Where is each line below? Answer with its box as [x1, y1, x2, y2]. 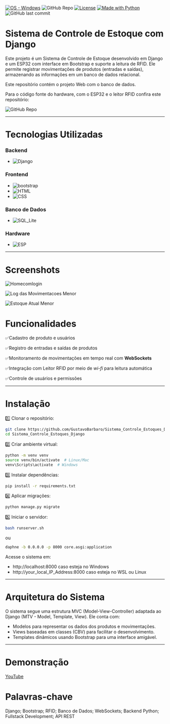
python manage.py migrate [5, 504, 60, 510]
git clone [5, 427, 26, 432]
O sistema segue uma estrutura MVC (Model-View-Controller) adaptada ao [5, 608, 161, 614]
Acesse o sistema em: [5, 554, 52, 559]
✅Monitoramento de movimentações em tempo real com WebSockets [5, 355, 152, 361]
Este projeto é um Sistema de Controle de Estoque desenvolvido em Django [5, 55, 163, 61]
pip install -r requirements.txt [5, 484, 76, 489]
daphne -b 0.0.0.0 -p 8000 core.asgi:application [5, 545, 112, 550]
